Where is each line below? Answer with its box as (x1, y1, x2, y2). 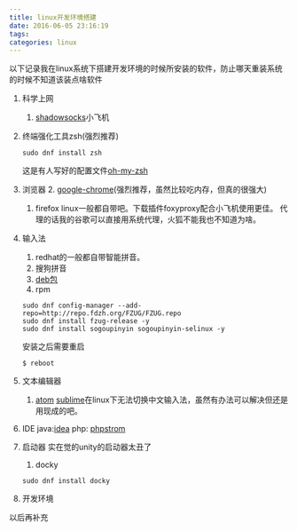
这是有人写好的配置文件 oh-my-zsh (21, 165, 149, 176)
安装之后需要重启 (21, 341, 85, 352)
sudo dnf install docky (21, 477, 111, 486)
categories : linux (9, 37, 77, 47)
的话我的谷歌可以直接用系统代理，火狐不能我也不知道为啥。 (43, 214, 262, 225)
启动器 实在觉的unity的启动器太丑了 (21, 441, 152, 453)
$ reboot (21, 359, 55, 369)
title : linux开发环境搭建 (9, 12, 98, 22)
